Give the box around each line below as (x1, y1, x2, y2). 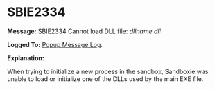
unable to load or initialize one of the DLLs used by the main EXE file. (7, 74, 204, 83)
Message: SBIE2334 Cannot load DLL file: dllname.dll (7, 27, 161, 35)
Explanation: (7, 53, 45, 62)
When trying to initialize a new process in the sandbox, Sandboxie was (7, 67, 209, 75)
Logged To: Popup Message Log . (7, 40, 103, 48)
